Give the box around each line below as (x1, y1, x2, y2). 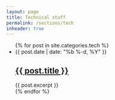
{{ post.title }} (14, 65, 69, 75)
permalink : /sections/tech (6, 20, 74, 26)
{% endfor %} (14, 88, 50, 95)
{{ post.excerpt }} (14, 81, 59, 89)
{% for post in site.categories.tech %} (14, 42, 110, 49)
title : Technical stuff (6, 14, 66, 20)
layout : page (6, 8, 39, 15)
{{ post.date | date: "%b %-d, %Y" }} (14, 49, 107, 56)
